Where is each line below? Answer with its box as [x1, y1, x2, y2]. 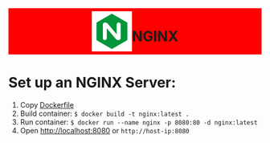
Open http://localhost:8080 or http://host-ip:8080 [19, 125, 190, 135]
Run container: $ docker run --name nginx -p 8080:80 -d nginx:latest [19, 116, 258, 127]
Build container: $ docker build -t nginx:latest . [19, 108, 190, 118]
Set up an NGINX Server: [8, 74, 177, 92]
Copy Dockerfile [19, 100, 75, 109]
